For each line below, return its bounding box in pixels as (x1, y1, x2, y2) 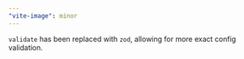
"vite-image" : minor (8, 11, 79, 20)
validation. (8, 42, 43, 53)
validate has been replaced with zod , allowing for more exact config (8, 34, 237, 44)
